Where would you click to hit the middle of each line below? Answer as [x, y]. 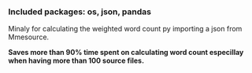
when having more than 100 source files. [76, 60]
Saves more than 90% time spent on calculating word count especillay [126, 53]
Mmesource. [29, 37]
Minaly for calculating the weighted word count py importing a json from [125, 29]
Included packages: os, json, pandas [80, 12]
